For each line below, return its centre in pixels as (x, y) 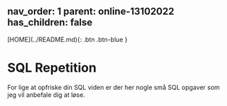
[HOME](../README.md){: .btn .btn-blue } (68, 39)
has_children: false (50, 23)
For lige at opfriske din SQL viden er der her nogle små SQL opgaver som (114, 87)
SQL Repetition (52, 68)
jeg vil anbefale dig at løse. (47, 95)
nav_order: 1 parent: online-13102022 (91, 12)
